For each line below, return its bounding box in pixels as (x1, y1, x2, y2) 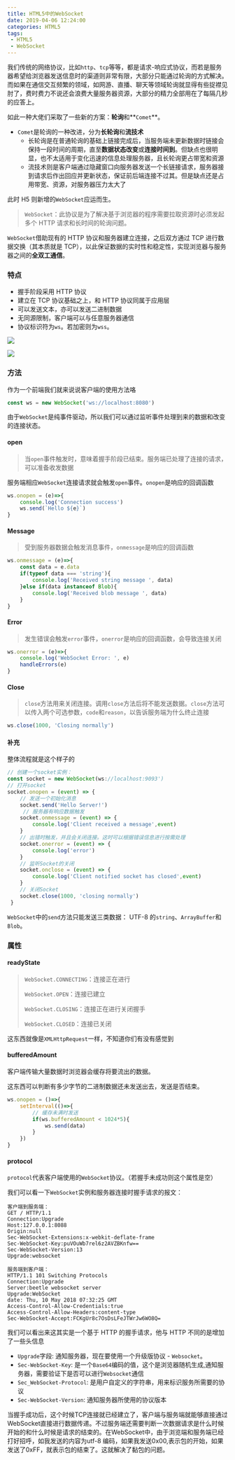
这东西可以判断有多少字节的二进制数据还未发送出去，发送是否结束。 (7, 1083, 204, 1091)
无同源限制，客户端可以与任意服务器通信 (17, 314, 134, 322)
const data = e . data (20, 564, 80, 571)
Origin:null (7, 1228, 42, 1235)
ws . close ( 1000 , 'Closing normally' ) (7, 722, 114, 729)
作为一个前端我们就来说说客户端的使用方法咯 (7, 385, 136, 394)
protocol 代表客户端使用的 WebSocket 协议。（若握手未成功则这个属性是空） (7, 1174, 217, 1182)
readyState (7, 959, 41, 967)
